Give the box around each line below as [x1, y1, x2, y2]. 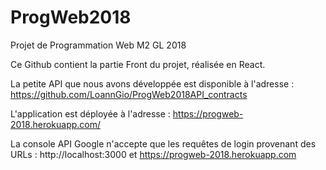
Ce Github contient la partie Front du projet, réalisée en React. [10, 58, 266, 70]
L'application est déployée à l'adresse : [10, 107, 171, 120]
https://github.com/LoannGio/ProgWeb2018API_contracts [10, 88, 248, 100]
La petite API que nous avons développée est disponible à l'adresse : [10, 77, 295, 90]
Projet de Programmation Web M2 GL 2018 [10, 39, 187, 51]
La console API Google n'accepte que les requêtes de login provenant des [10, 137, 317, 150]
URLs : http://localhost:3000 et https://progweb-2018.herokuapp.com [10, 148, 297, 160]
